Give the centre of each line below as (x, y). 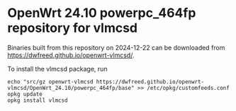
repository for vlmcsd (73, 28)
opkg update (25, 94)
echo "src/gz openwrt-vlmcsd (50, 82)
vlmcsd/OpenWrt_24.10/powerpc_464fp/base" (71, 88)
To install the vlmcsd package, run (57, 69)
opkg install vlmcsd (38, 100)
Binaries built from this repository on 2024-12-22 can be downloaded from (116, 47)
